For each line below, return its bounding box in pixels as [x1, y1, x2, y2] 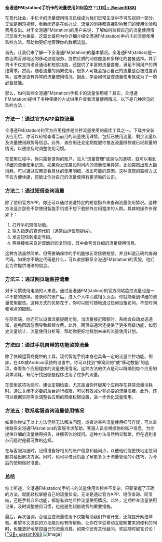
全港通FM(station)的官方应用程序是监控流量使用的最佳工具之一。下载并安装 [5, 128, 155, 133]
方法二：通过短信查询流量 [5, 188, 65, 194]
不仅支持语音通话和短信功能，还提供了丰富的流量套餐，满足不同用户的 [13, 62, 153, 67]
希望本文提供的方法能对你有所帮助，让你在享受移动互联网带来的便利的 [13, 520, 153, 526]
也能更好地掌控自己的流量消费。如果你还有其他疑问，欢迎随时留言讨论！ [13, 526, 157, 531]
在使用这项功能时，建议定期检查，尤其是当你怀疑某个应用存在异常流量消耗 [5, 382, 153, 388]
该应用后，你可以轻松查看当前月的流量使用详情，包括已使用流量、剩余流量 [5, 133, 153, 140]
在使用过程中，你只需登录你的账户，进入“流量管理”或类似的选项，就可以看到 [5, 156, 157, 162]
